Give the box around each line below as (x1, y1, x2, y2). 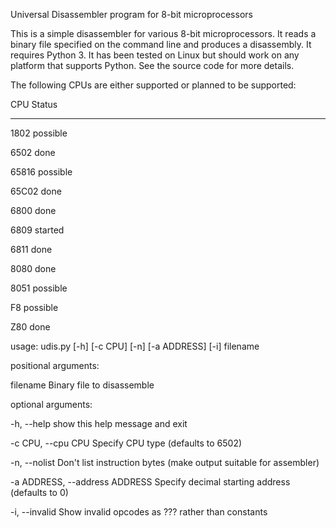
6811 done (10, 244, 53, 255)
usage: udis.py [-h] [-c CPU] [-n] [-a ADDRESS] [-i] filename (10, 340, 260, 352)
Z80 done (10, 321, 51, 333)
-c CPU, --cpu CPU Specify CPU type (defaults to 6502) (10, 437, 243, 449)
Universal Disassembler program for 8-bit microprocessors (10, 9, 253, 20)
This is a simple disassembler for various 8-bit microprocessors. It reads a (10, 28, 317, 39)
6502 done (10, 147, 56, 158)
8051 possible (10, 282, 68, 294)
